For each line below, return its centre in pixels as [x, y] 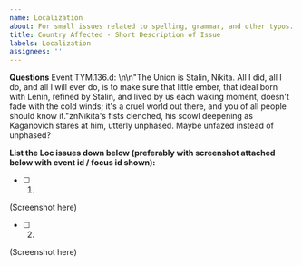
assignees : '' [36, 52]
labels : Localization [50, 43]
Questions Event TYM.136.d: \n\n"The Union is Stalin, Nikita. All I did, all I [146, 77]
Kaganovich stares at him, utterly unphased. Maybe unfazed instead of [142, 126]
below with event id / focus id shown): [83, 163]
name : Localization [46, 18]
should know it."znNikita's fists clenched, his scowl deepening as [132, 116]
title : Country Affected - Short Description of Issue [115, 34]
